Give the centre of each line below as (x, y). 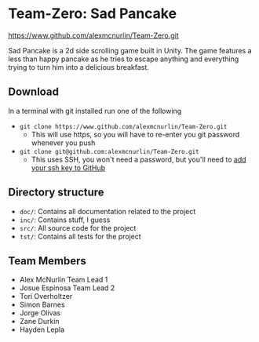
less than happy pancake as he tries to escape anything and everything (124, 59)
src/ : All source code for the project (78, 227)
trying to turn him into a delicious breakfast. (78, 67)
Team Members (47, 261)
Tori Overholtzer (46, 297)
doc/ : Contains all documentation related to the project (108, 211)
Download (33, 92)
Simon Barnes (42, 305)
